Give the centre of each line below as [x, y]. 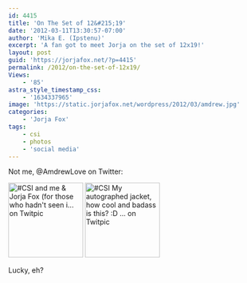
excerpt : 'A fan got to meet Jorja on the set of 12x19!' [106, 45]
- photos [37, 141]
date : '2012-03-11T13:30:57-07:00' [67, 30]
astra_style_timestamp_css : [55, 90]
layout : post [30, 53]
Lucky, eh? [26, 270]
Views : [19, 75]
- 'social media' [51, 149]
